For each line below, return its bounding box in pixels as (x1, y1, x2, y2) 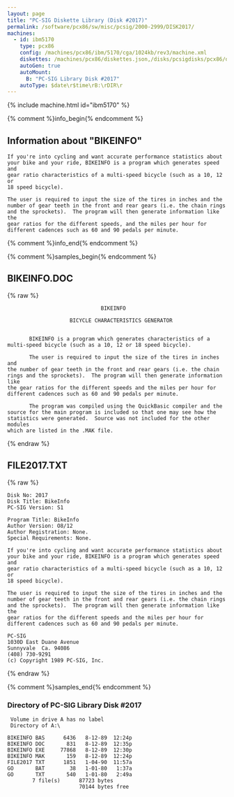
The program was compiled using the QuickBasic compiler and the (29, 403, 223, 410)
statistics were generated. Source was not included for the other (7, 415, 210, 422)
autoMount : (19, 69, 52, 76)
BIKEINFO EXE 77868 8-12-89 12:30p (7, 746, 132, 754)
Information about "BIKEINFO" (7, 134, 143, 147)
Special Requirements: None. (7, 534, 92, 542)
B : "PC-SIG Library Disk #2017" (25, 75, 120, 82)
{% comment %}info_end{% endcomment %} (7, 239, 138, 247)
